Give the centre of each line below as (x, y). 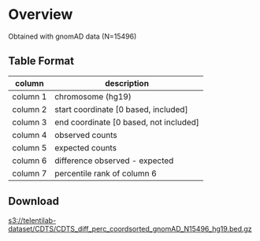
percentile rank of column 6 (106, 173)
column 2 (30, 109)
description (127, 83)
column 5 (30, 147)
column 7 (30, 173)
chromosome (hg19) (93, 96)
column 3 (30, 122)
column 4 (30, 135)
